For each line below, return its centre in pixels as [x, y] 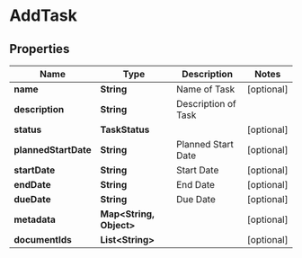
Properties [40, 49]
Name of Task [206, 89]
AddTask [44, 16]
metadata [35, 219]
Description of [206, 104]
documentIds [43, 240]
